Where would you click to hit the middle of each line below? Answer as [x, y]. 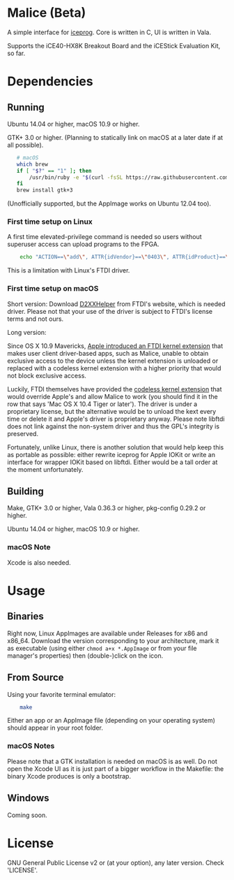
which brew [32, 164]
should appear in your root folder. [55, 728]
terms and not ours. [36, 319]
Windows [28, 798]
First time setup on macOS [53, 289]
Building [25, 492]
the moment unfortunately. [45, 469]
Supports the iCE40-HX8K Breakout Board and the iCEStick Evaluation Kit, [114, 45]
